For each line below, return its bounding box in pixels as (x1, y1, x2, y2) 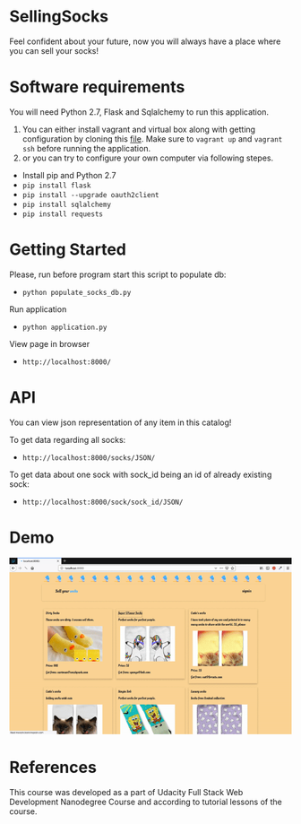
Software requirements (9, 77, 185, 98)
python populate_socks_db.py (21, 288, 132, 297)
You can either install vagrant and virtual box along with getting (21, 124, 256, 134)
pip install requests (21, 209, 103, 219)
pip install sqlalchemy (21, 200, 112, 209)
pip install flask (21, 181, 91, 190)
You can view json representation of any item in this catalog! (9, 417, 232, 428)
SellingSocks (9, 6, 109, 27)
